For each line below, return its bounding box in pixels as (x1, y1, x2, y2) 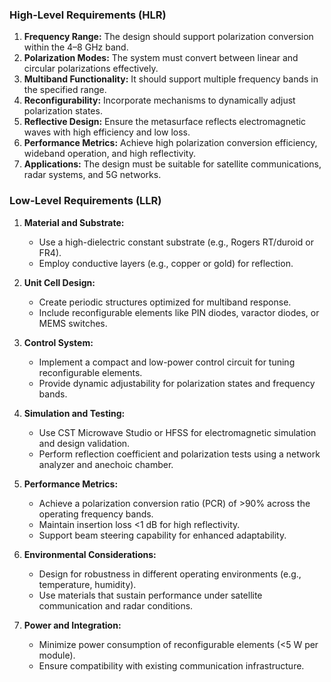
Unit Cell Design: (23, 276, 96, 288)
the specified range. (23, 84, 107, 96)
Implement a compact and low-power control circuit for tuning (38, 356, 296, 368)
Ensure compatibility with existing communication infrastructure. (38, 659, 305, 672)
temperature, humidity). (38, 578, 137, 590)
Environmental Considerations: (23, 548, 157, 560)
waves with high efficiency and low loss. (23, 126, 191, 138)
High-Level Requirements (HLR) (9, 8, 167, 22)
